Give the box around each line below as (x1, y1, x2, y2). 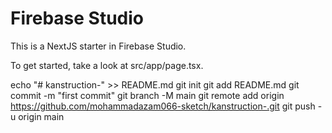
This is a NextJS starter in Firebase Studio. (10, 40, 187, 52)
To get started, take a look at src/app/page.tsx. (10, 59, 204, 71)
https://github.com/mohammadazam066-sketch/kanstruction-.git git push (10, 100, 316, 112)
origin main (18, 110, 65, 122)
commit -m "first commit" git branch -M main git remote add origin (10, 89, 285, 101)
